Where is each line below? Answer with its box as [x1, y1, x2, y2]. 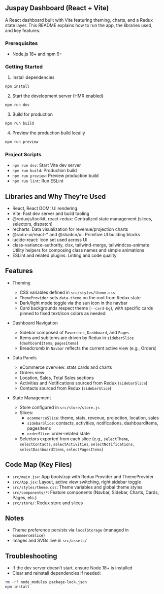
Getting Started [5, 64, 43, 70]
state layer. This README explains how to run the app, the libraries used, [5, 22, 153, 28]
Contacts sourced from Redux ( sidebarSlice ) [19, 385, 112, 391]
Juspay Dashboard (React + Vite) [5, 4, 109, 12]
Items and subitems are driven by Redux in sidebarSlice [19, 335, 134, 341]
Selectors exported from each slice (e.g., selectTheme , [19, 436, 130, 442]
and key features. [5, 27, 41, 34]
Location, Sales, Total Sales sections [19, 375, 94, 381]
